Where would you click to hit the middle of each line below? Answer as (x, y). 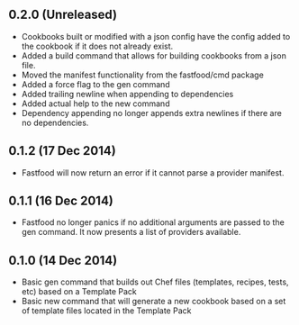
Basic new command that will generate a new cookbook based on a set (154, 302)
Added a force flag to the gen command (95, 84)
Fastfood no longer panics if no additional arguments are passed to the (153, 222)
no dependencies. (55, 122)
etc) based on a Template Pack (79, 292)
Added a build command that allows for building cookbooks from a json (154, 55)
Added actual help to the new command (95, 104)
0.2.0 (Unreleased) (63, 15)
